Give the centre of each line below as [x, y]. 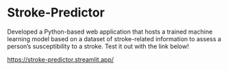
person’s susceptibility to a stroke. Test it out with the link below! [98, 46]
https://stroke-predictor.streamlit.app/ [61, 59]
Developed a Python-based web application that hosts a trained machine [110, 32]
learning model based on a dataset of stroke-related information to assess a [114, 38]
